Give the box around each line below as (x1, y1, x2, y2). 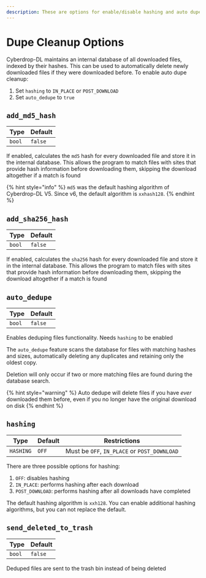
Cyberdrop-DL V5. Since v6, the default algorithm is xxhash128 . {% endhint (6, 190, 195, 198)
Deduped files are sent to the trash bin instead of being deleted (6, 565, 167, 572)
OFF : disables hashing (15, 474, 69, 481)
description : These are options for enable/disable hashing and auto (6, 9, 188, 15)
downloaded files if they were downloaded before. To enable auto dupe (6, 69, 187, 76)
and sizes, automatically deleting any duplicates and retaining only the (6, 353, 184, 359)
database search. (6, 377, 50, 385)
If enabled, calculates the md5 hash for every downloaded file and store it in (6, 152, 196, 160)
